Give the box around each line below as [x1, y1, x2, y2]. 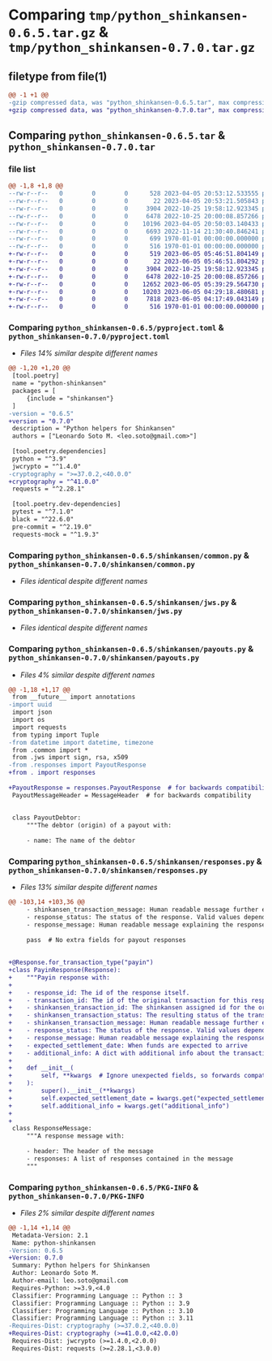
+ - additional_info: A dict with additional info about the [8, 1049, 230, 1057]
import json [11, 708, 53, 716]
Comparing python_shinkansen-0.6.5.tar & [8, 128, 226, 143]
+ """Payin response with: [8, 973, 111, 982]
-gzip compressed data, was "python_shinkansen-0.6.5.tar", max [8, 98, 230, 106]
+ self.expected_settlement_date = [8, 1094, 154, 1102]
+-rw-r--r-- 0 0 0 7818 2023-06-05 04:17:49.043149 [8, 295, 259, 304]
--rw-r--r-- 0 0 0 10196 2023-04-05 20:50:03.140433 [8, 219, 259, 228]
